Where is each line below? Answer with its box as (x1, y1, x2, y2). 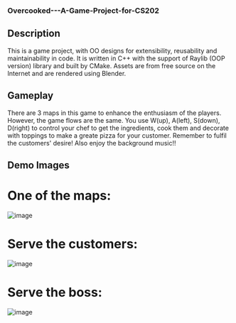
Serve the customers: (7, 236, 138, 252)
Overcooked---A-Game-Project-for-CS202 (7, 6, 160, 16)
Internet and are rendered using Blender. (7, 69, 127, 77)
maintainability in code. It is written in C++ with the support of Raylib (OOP (7, 54, 225, 62)
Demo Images (7, 159, 70, 171)
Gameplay (7, 89, 54, 102)
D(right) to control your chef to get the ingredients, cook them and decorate (7, 124, 230, 132)
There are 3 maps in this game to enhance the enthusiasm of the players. (7, 109, 222, 117)
